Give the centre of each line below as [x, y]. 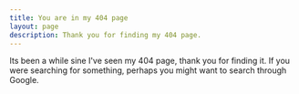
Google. [24, 80]
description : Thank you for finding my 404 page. [106, 35]
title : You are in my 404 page [69, 18]
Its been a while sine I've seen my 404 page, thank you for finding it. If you [149, 61]
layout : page [34, 26]
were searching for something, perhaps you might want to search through [148, 70]
